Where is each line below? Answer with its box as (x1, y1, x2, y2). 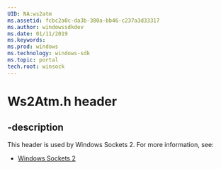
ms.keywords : (7, 37, 46, 44)
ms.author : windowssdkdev (7, 23, 84, 30)
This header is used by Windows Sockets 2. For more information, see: (7, 140, 214, 148)
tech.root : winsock (7, 63, 65, 70)
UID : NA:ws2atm (7, 10, 52, 18)
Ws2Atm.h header (7, 93, 118, 110)
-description (7, 122, 64, 134)
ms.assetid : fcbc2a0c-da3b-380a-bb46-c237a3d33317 (7, 17, 160, 24)
